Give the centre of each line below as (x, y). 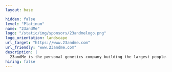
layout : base (19, 10)
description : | (21, 52)
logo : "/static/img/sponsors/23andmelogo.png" (56, 33)
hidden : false (20, 19)
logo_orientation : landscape (36, 38)
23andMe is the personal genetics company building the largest (80, 57)
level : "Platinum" (25, 24)
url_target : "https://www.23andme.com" (48, 43)
